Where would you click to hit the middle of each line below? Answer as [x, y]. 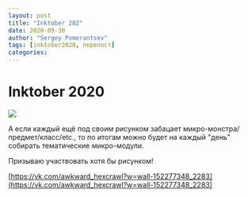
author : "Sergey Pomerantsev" [58, 38]
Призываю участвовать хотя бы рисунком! [81, 160]
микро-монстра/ [212, 129]
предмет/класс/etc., [42, 137]
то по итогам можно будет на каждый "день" [155, 137]
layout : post [30, 15]
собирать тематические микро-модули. [76, 145]
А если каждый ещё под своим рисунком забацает [95, 129]
